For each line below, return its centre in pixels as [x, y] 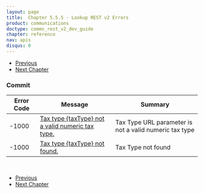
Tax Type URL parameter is [154, 122]
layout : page [23, 12]
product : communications [38, 23]
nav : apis [19, 40]
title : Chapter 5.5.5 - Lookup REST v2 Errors [68, 18]
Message [75, 105]
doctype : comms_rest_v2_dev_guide [50, 29]
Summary [155, 105]
